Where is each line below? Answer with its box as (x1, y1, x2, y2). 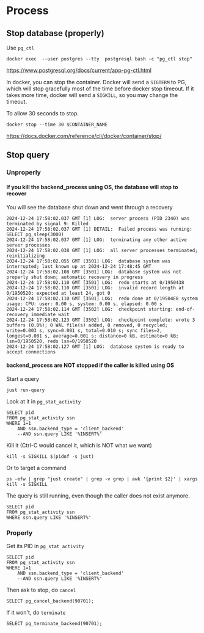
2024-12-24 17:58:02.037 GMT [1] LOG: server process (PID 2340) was (6, 215, 190, 222)
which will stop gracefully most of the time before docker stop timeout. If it (6, 85, 194, 92)
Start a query (6, 375, 40, 382)
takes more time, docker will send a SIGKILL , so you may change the (6, 92, 178, 98)
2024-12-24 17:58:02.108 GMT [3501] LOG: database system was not (6, 269, 182, 275)
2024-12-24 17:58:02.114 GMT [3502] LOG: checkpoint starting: (6, 306, 173, 312)
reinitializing (6, 253, 45, 259)
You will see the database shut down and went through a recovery (6, 203, 173, 211)
